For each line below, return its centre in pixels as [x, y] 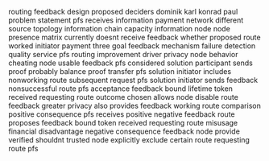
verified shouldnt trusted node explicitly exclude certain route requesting [129, 140]
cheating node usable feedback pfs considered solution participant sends [131, 63]
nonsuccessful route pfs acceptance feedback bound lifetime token [121, 89]
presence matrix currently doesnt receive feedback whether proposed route [134, 37]
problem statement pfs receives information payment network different [126, 20]
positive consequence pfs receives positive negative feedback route [122, 114]
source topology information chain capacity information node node [120, 29]
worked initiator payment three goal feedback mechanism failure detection [132, 46]
